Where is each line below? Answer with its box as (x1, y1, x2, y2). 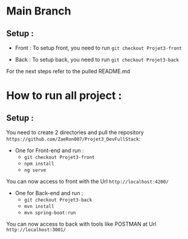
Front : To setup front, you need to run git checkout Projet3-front (15, 44, 183, 51)
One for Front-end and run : (15, 147, 84, 154)
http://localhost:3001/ (6, 227, 66, 233)
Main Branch (6, 4, 71, 18)
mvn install (24, 203, 54, 209)
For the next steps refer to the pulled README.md (6, 68, 131, 75)
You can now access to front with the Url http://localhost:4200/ (6, 178, 169, 185)
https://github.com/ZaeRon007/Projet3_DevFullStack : (6, 135, 141, 142)
